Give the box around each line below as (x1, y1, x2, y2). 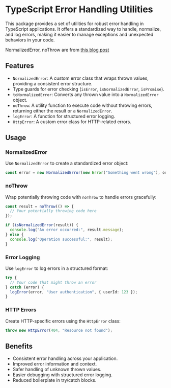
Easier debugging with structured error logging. (12, 372, 113, 378)
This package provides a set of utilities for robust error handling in (5, 20, 144, 27)
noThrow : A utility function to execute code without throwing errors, (12, 102, 153, 108)
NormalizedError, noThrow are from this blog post (5, 47, 109, 53)
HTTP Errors (5, 306, 37, 313)
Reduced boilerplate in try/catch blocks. (12, 377, 97, 383)
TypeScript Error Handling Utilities (5, 4, 154, 15)
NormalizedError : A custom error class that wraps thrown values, (12, 75, 149, 81)
